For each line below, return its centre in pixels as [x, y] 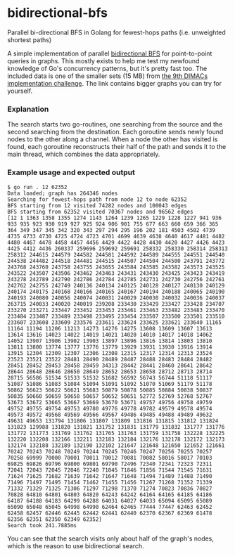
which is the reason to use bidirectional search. [76, 545]
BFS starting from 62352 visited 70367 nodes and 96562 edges [100, 212]
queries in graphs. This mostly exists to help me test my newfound [103, 60]
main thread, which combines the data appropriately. [84, 154]
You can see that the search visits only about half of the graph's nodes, [111, 538]
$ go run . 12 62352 [38, 187]
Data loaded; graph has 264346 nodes [63, 193]
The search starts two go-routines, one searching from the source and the [115, 124]
